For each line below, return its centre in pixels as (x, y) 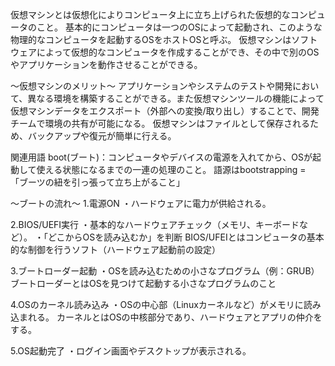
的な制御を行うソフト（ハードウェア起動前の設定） (115, 249)
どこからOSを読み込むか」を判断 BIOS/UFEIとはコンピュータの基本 (186, 237)
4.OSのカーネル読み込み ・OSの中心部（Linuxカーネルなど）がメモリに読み (166, 304)
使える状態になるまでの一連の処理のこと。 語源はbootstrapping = (171, 169)
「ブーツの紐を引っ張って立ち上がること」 (98, 182)
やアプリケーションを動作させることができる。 (106, 64)
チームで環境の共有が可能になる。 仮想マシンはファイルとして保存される (160, 123)
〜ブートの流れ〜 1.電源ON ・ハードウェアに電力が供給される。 (141, 203)
